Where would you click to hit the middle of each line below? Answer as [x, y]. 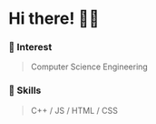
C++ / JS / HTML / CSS [74, 110]
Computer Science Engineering [89, 67]
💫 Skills [25, 90]
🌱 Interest [30, 47]
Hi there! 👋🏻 [54, 19]
